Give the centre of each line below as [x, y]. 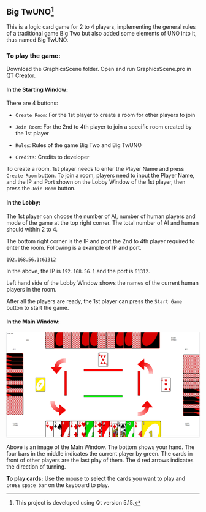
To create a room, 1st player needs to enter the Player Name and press [95, 169]
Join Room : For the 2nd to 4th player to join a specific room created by [103, 127]
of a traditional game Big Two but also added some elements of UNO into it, [102, 33]
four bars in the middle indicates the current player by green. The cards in [100, 454]
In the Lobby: [24, 202]
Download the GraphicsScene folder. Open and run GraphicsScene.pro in [99, 69]
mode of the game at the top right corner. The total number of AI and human [103, 222]
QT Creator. [21, 75]
